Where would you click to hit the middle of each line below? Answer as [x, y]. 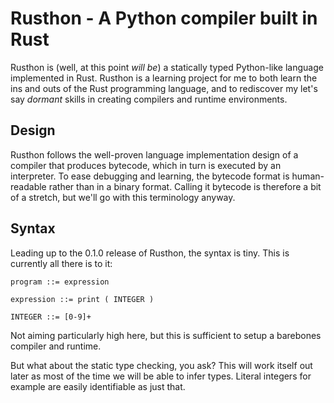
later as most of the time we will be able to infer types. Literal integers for [161, 376]
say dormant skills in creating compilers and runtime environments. [149, 99]
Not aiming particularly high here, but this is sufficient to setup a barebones [166, 335]
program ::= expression [60, 282]
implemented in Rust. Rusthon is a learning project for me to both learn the [164, 78]
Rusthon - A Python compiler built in [164, 18]
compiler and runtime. [56, 346]
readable [28, 186]
